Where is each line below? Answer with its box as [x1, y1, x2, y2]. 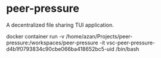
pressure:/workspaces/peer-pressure [6, 39, 98, 46]
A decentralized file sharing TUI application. [6, 21, 114, 28]
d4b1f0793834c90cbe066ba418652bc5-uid [6, 45, 114, 52]
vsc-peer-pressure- [106, 39, 156, 46]
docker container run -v [6, 33, 64, 40]
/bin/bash [115, 45, 140, 52]
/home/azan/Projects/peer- [65, 33, 133, 40]
